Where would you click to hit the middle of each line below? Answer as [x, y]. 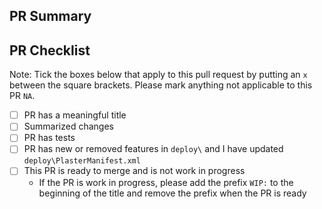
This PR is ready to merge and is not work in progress [134, 171]
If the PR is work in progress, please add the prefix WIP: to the [166, 182]
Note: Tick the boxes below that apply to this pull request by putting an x [158, 75]
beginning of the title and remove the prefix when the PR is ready [172, 193]
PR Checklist [50, 50]
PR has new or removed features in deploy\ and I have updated [153, 149]
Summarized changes [68, 126]
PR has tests [49, 138]
